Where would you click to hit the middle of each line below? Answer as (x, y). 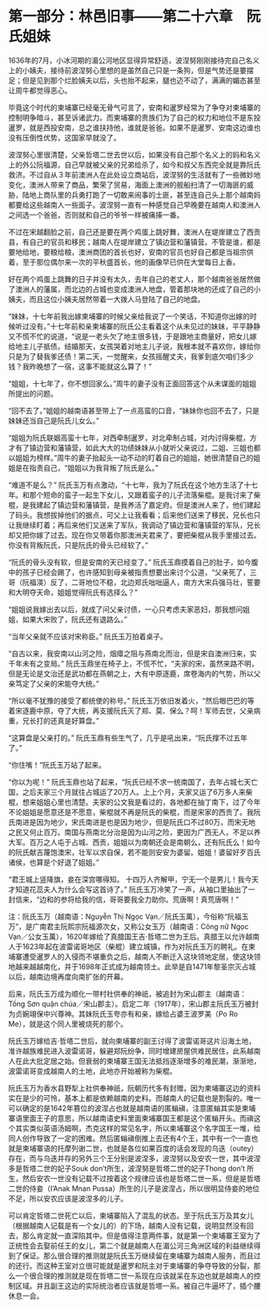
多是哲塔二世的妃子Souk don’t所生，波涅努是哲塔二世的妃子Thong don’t (127, 1168)
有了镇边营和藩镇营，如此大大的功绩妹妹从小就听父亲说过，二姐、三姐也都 (138, 447)
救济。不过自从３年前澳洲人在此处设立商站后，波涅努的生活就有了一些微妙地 (134, 174)
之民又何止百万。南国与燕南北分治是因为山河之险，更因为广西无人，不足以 (131, 832)
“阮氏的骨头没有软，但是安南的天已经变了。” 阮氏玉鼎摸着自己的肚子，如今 (130, 562)
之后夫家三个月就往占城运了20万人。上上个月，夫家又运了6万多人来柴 (138, 792)
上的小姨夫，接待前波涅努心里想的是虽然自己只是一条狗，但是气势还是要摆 (131, 70)
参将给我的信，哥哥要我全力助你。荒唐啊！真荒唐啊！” (150, 899)
